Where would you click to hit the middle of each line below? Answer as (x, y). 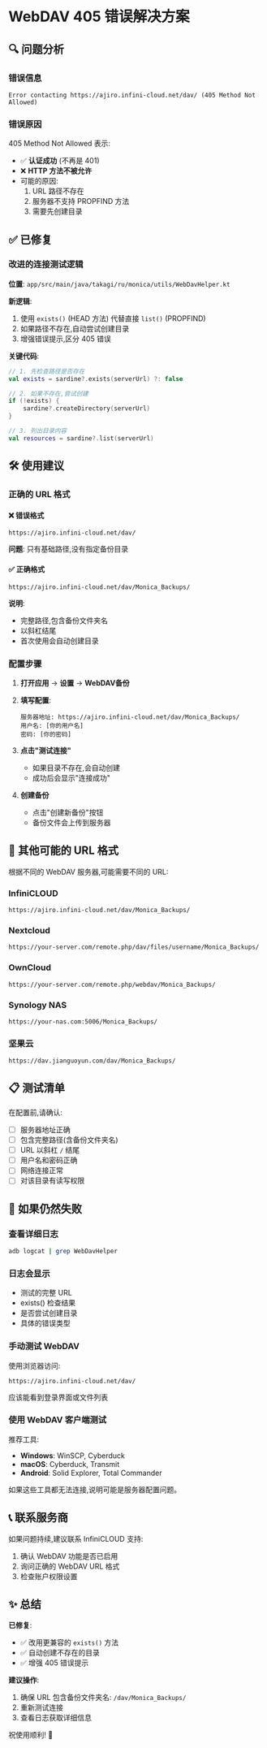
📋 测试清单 (37, 1088)
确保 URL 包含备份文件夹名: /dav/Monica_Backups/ (103, 1698)
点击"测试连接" (45, 750)
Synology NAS (38, 1005)
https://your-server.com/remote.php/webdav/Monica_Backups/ (112, 984)
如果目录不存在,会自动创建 (76, 768)
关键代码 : (24, 356)
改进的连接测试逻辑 (46, 265)
